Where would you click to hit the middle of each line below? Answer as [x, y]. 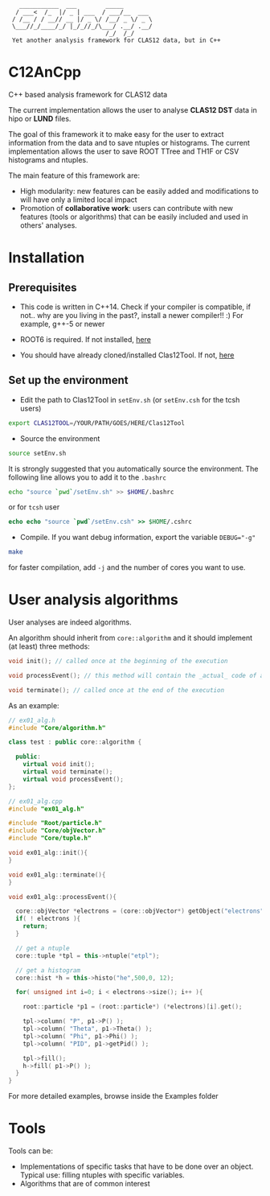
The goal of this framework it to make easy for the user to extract [116, 134]
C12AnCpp [45, 72]
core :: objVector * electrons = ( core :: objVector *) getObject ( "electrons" [140, 911]
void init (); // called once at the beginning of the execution [118, 662]
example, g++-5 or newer [62, 324]
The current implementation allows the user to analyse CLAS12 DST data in [133, 109]
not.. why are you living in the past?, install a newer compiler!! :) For [131, 315]
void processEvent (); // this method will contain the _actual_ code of [133, 675]
